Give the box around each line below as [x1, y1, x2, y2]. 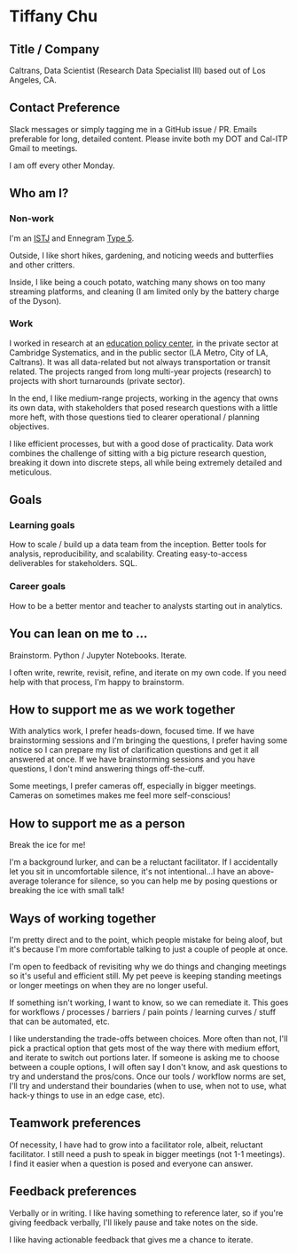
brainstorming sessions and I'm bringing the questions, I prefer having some [9, 735, 288, 746]
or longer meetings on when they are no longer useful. [9, 980, 208, 991]
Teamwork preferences [9, 1115, 142, 1130]
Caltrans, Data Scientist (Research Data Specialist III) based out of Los [9, 65, 266, 76]
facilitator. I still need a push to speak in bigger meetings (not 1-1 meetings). [9, 1148, 285, 1159]
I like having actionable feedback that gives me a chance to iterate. [9, 1234, 254, 1245]
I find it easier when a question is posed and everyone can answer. [9, 1158, 254, 1169]
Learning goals [9, 519, 75, 531]
